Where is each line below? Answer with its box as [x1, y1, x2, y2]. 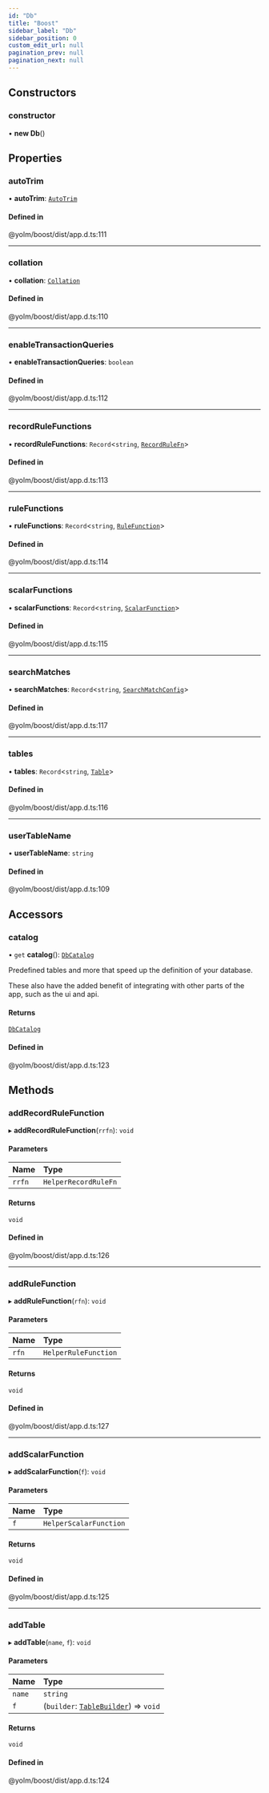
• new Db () [8, 128, 46, 138]
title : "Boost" [8, 19, 59, 27]
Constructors [8, 86, 77, 100]
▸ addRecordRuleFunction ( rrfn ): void [8, 1126, 134, 1136]
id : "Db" [8, 11, 38, 20]
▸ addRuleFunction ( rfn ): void [8, 1297, 106, 1306]
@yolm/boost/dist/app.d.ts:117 [8, 721, 108, 730]
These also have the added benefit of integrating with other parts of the [8, 981, 245, 991]
